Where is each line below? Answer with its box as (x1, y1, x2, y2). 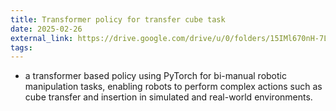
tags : (10, 42, 33, 53)
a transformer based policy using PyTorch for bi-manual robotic (24, 70, 287, 82)
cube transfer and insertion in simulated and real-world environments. (24, 91, 313, 103)
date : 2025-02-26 (10, 24, 83, 34)
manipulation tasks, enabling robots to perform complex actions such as (24, 81, 323, 93)
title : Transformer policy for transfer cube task (10, 14, 226, 25)
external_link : (10, 33, 74, 43)
